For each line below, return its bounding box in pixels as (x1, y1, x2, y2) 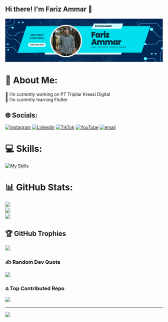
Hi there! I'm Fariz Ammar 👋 (5, 5, 92, 14)
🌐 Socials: (5, 111, 38, 120)
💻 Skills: (5, 143, 42, 154)
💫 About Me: (5, 74, 58, 86)
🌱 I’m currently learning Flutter (5, 96, 68, 102)
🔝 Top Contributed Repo (5, 285, 65, 292)
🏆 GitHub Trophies (5, 229, 66, 238)
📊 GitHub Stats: (5, 181, 73, 193)
